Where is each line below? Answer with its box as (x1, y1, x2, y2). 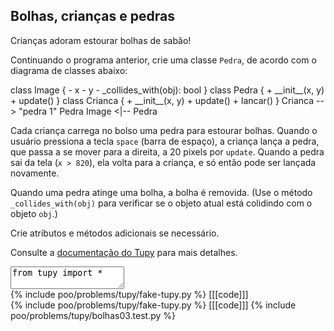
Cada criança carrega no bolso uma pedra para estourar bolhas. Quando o (10, 124, 318, 136)
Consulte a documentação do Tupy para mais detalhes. (10, 246, 238, 258)
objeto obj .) (10, 207, 58, 219)
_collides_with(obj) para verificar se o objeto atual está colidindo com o (10, 197, 313, 209)
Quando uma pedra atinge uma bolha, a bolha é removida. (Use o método (10, 186, 313, 198)
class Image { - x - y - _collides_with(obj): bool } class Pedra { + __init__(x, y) (10, 84, 325, 96)
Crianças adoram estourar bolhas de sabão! (10, 34, 192, 46)
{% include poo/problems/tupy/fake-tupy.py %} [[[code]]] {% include (10, 299, 297, 311)
